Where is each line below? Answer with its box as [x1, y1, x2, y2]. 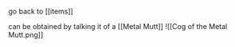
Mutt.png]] [8, 31, 44, 39]
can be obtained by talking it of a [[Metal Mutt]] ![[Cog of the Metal [8, 22, 228, 31]
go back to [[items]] [8, 7, 73, 16]
